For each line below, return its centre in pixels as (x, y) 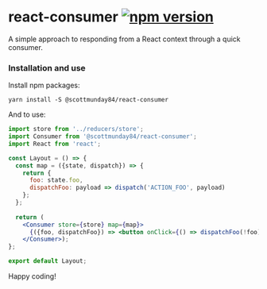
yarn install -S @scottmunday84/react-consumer (89, 100)
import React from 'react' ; (55, 144)
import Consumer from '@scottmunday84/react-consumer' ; (103, 137)
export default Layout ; (48, 261)
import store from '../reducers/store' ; (76, 129)
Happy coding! (33, 276)
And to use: (27, 114)
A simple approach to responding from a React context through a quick (124, 39)
